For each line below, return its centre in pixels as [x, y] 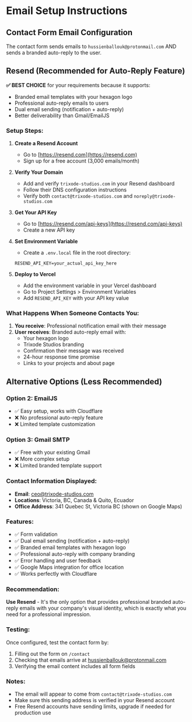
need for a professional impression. [49, 614]
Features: [20, 521]
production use [33, 713]
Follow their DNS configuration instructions [75, 190]
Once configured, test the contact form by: [57, 642]
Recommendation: [33, 589]
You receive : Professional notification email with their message [90, 326]
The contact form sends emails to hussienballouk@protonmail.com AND [91, 46]
